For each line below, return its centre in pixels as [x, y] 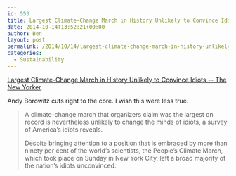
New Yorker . [25, 87]
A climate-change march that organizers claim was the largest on [119, 114]
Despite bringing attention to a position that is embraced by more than [126, 143]
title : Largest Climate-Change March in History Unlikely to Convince [113, 20]
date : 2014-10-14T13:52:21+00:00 [56, 27]
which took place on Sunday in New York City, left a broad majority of [125, 158]
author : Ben [25, 33]
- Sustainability [39, 60]
